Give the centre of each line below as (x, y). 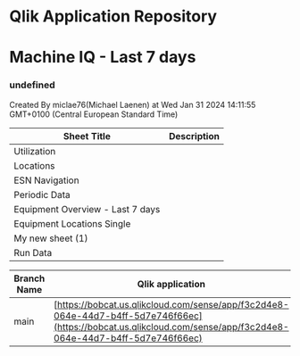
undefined (32, 85)
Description (195, 136)
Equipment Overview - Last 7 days (87, 209)
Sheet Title (87, 136)
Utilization (35, 151)
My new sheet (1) (51, 238)
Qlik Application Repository (113, 17)
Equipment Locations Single (72, 223)
